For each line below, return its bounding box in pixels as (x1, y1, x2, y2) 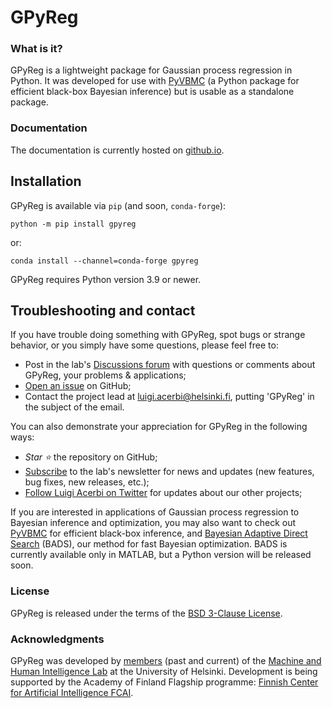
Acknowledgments (10, 632, 105, 646)
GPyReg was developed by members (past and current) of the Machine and (10, 655, 322, 666)
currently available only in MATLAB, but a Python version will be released (10, 549, 312, 561)
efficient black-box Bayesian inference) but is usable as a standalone (10, 86, 295, 98)
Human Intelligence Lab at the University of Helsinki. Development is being (10, 666, 318, 677)
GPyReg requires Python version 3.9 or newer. (10, 273, 202, 285)
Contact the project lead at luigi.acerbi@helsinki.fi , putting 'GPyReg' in (24, 391, 315, 403)
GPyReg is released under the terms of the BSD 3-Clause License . (10, 607, 283, 619)
